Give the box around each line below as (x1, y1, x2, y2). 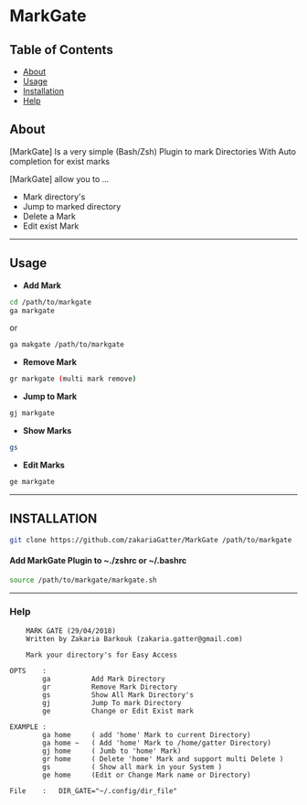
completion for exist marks (9, 156, 111, 166)
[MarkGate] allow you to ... (9, 173, 110, 184)
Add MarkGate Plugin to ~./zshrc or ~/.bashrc (9, 555, 187, 566)
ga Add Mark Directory (42, 674, 166, 683)
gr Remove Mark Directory (42, 682, 178, 692)
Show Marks (22, 425, 72, 435)
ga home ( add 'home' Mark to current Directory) (42, 730, 251, 739)
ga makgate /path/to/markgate (9, 340, 125, 349)
